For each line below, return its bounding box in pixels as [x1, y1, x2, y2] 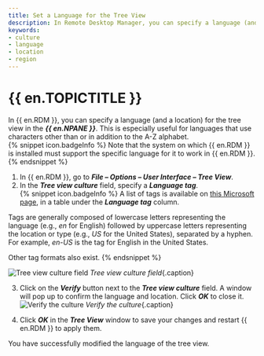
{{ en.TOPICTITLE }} [8, 90, 143, 107]
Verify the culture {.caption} [85, 299, 174, 309]
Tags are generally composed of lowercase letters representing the [8, 212, 226, 222]
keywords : [8, 26, 41, 34]
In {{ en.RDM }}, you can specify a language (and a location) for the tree [8, 115, 241, 124]
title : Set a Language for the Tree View [8, 11, 146, 20]
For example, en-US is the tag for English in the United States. [8, 237, 209, 247]
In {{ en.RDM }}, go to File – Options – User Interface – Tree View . [19, 172, 234, 182]
